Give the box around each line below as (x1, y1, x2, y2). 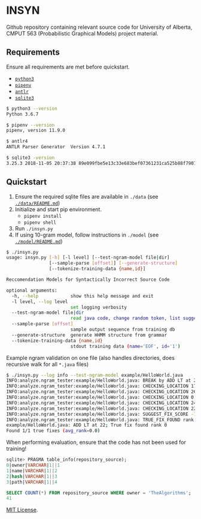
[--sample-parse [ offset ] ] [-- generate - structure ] (48, 260, 178, 266)
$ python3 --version (6, 106, 58, 112)
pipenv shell (23, 220, 57, 226)
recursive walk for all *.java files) (6, 361, 89, 368)
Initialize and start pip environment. (14, 205, 102, 213)
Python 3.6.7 (6, 111, 39, 117)
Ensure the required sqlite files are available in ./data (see (14, 193, 159, 200)
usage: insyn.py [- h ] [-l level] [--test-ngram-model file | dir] (6, 254, 170, 261)
